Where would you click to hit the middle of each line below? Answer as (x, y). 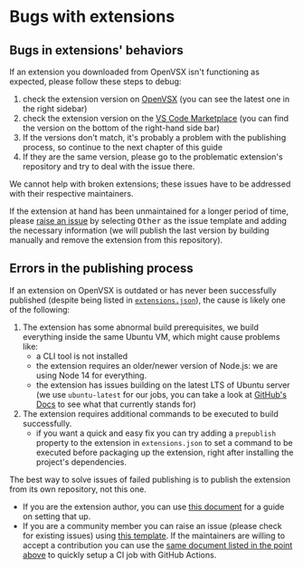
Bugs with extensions (92, 17)
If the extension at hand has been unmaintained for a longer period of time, (149, 211)
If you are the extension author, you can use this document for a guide (153, 506)
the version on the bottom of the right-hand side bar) (121, 128)
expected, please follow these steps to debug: (95, 82)
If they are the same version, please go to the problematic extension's (152, 157)
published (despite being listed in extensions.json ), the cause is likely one (148, 300)
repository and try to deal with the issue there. (109, 166)
